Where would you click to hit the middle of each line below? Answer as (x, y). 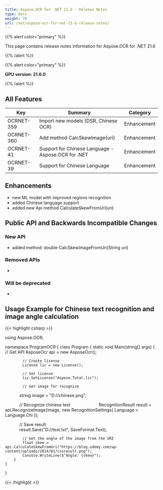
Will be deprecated (28, 283)
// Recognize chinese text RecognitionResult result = (85, 405)
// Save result (33, 424)
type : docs (16, 14)
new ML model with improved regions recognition (62, 197)
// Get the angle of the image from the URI (68, 438)
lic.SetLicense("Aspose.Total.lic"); (60, 378)
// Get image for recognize (51, 386)
